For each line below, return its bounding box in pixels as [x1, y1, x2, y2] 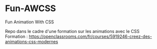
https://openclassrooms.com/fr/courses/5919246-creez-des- [29, 33, 152, 39]
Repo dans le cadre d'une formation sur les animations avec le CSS [5, 28, 140, 34]
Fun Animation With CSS [5, 19, 54, 25]
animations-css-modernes [5, 38, 58, 44]
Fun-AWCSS [5, 3, 56, 14]
